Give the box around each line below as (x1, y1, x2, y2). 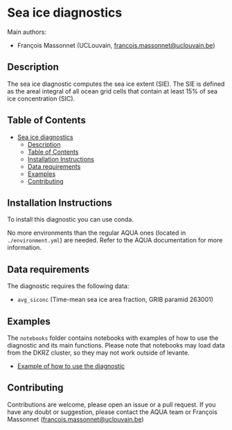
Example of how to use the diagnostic (17, 362, 125, 370)
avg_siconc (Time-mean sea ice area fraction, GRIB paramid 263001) (17, 296, 213, 304)
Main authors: (7, 28, 47, 36)
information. (7, 244, 42, 252)
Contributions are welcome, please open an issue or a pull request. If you (7, 400, 216, 409)
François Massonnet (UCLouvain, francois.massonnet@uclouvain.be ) (17, 41, 215, 49)
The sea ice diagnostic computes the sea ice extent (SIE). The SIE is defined (7, 80, 225, 88)
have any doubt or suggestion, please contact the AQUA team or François (7, 407, 218, 416)
